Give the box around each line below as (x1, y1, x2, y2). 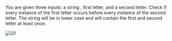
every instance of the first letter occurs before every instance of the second (5, 10, 166, 16)
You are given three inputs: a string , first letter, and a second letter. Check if (5, 5, 167, 10)
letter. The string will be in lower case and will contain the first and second (5, 15, 163, 21)
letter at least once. (5, 20, 46, 26)
